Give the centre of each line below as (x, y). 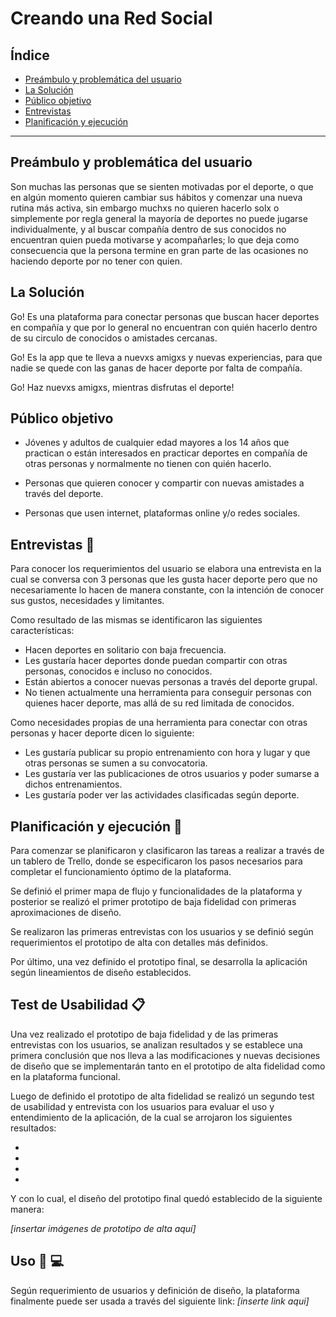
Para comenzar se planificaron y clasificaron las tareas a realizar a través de (167, 851)
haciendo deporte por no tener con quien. (96, 261)
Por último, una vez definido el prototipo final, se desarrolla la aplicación (159, 962)
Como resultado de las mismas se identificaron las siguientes (136, 620)
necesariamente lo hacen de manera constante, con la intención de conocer (167, 590)
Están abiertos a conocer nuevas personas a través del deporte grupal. (171, 682)
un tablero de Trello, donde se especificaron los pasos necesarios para (156, 861)
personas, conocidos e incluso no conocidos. (118, 671)
